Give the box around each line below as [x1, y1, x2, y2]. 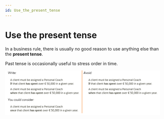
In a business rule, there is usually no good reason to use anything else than [5, 46, 159, 51]
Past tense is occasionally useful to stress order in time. [5, 60, 118, 66]
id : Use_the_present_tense [5, 8, 60, 13]
